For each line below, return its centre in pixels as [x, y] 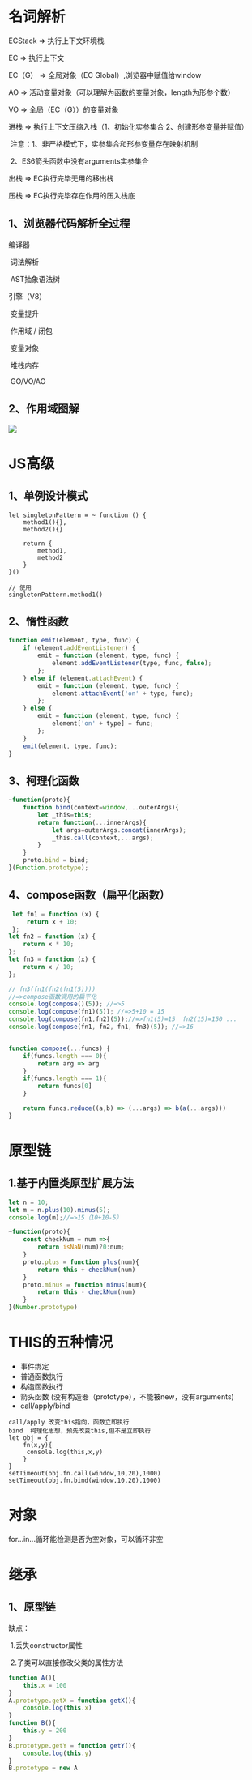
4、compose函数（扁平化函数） [89, 895]
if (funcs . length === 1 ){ [65, 1078]
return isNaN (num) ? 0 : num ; [81, 1247]
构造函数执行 [41, 1386]
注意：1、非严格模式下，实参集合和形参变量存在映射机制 [104, 143]
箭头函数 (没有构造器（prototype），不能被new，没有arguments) [127, 1396]
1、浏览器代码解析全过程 [70, 224]
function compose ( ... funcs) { [60, 1048]
